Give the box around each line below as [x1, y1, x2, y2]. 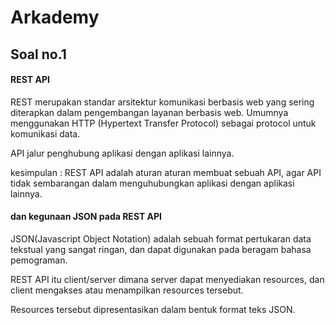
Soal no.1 [10, 46, 67, 63]
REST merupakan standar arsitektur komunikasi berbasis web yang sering [10, 96, 315, 108]
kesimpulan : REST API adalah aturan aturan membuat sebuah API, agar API [10, 166, 322, 178]
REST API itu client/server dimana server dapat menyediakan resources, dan [10, 273, 325, 285]
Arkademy [10, 6, 100, 29]
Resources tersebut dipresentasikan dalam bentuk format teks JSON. [10, 303, 296, 315]
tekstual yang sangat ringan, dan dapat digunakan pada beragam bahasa [10, 243, 312, 255]
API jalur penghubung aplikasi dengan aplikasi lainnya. [10, 147, 235, 159]
